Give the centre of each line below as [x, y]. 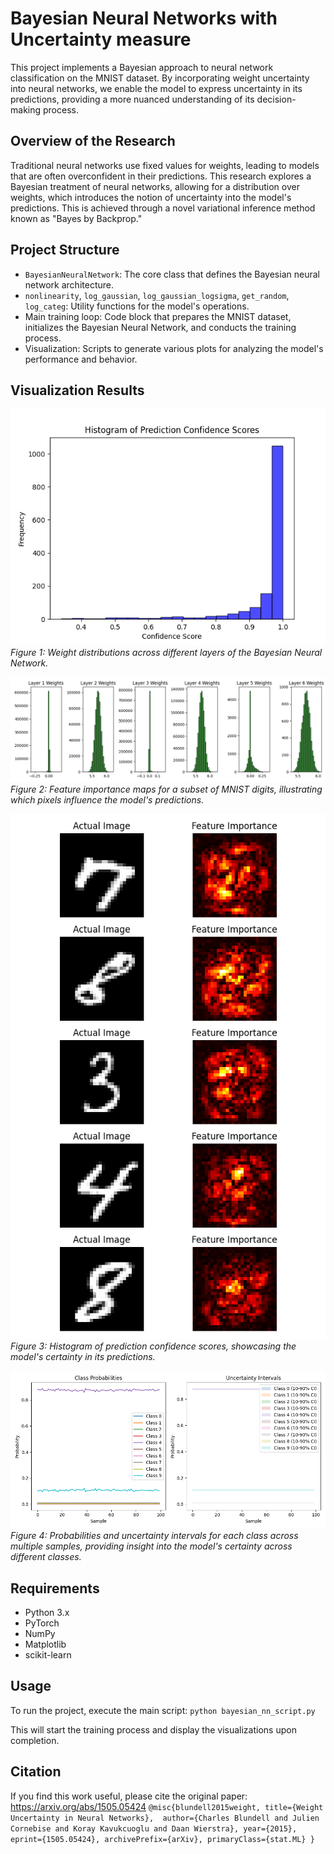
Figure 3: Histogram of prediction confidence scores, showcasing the [153, 1346]
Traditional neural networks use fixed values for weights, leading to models [165, 165]
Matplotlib [45, 1644]
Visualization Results [77, 390]
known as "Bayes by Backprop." [76, 218]
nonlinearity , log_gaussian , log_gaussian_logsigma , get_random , [157, 295]
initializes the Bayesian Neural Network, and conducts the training [160, 327]
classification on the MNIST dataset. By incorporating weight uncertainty [160, 78]
